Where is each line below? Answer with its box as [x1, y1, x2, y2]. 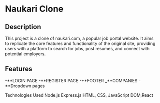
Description [5, 23, 41, 31]
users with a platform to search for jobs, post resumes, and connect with [5, 46, 150, 51]
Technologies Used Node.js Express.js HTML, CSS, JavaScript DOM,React [5, 92, 153, 98]
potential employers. [5, 51, 46, 57]
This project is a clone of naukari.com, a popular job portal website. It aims [5, 35, 154, 41]
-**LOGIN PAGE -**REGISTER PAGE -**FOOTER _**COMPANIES [5, 77, 138, 83]
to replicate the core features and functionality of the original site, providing [5, 41, 156, 46]
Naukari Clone [5, 3, 64, 15]
